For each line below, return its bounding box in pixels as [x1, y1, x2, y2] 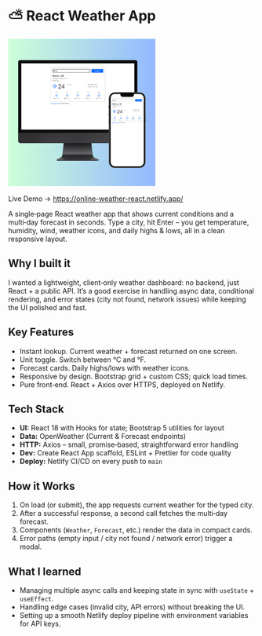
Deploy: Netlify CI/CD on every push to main [19, 457, 163, 466]
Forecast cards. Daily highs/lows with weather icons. [19, 363, 191, 372]
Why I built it [8, 257, 71, 270]
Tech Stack [8, 402, 64, 415]
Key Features [8, 326, 75, 339]
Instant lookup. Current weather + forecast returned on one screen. [19, 346, 238, 356]
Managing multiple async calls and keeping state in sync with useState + [19, 586, 255, 594]
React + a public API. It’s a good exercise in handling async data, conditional [8, 286, 255, 295]
